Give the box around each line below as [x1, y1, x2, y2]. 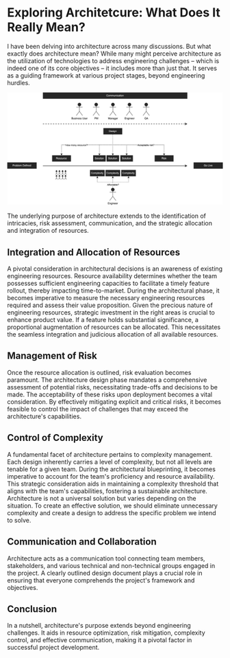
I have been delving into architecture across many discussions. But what [7, 42, 212, 50]
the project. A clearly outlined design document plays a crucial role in [7, 569, 203, 577]
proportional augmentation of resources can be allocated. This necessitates [7, 323, 221, 331]
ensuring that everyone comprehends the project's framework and [7, 576, 195, 585]
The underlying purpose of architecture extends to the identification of [7, 212, 207, 220]
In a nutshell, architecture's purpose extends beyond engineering [7, 622, 192, 630]
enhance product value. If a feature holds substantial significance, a [7, 316, 199, 324]
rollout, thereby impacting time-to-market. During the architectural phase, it [7, 286, 220, 295]
